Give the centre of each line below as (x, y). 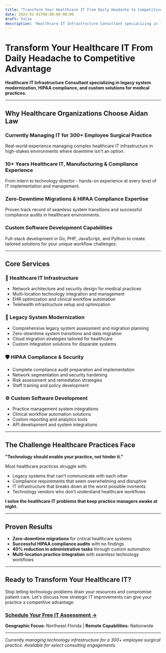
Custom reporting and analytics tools (50, 419)
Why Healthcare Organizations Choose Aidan (77, 113)
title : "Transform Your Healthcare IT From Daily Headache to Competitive (84, 10)
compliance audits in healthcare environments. (53, 215)
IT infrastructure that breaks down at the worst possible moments (79, 486)
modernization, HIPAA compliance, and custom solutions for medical (77, 88)
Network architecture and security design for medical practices (77, 289)
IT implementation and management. (42, 186)
